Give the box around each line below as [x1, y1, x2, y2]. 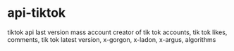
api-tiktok [7, 5, 66, 21]
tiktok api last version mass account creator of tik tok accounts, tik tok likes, [7, 28, 228, 36]
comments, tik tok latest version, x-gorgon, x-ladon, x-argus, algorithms [7, 35, 216, 43]
